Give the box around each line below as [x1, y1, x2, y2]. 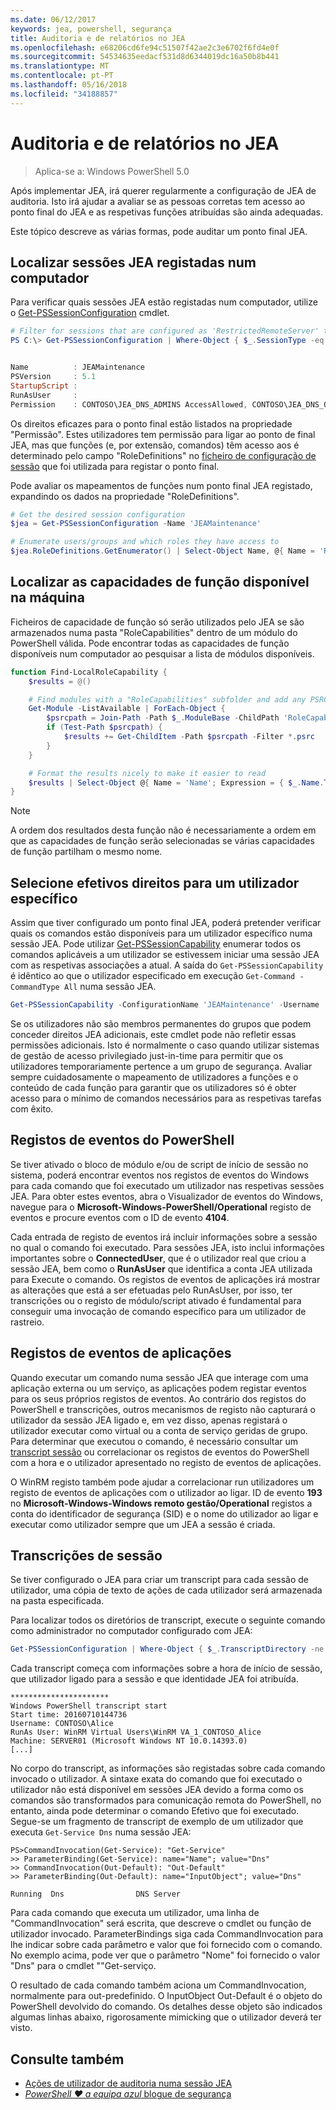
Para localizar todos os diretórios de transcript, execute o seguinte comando [10, 1614, 326, 1626]
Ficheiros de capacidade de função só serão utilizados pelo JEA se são [10, 616, 305, 628]
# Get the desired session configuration [10, 509, 186, 520]
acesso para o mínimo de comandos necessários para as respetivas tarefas [10, 1092, 322, 1104]
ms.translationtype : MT [10, 61, 110, 71]
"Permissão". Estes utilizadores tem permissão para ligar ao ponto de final [10, 428, 316, 440]
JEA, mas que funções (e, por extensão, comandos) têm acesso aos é [10, 439, 300, 451]
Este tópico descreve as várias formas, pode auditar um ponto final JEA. [10, 225, 308, 237]
